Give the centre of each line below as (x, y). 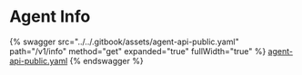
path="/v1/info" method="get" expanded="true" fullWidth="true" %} (138, 51)
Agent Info (50, 17)
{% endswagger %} (106, 61)
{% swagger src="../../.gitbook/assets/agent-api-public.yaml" (124, 42)
